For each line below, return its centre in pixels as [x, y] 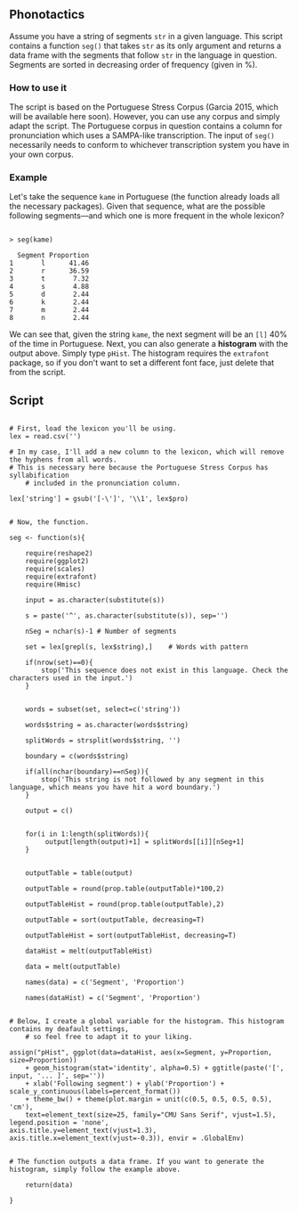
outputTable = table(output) [79, 873]
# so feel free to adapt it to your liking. [109, 1037]
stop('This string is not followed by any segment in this [153, 780]
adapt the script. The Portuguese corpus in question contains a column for [146, 126]
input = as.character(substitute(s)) [95, 601]
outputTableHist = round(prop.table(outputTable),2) [125, 905]
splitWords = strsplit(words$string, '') [103, 741]
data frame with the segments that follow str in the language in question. [143, 55]
